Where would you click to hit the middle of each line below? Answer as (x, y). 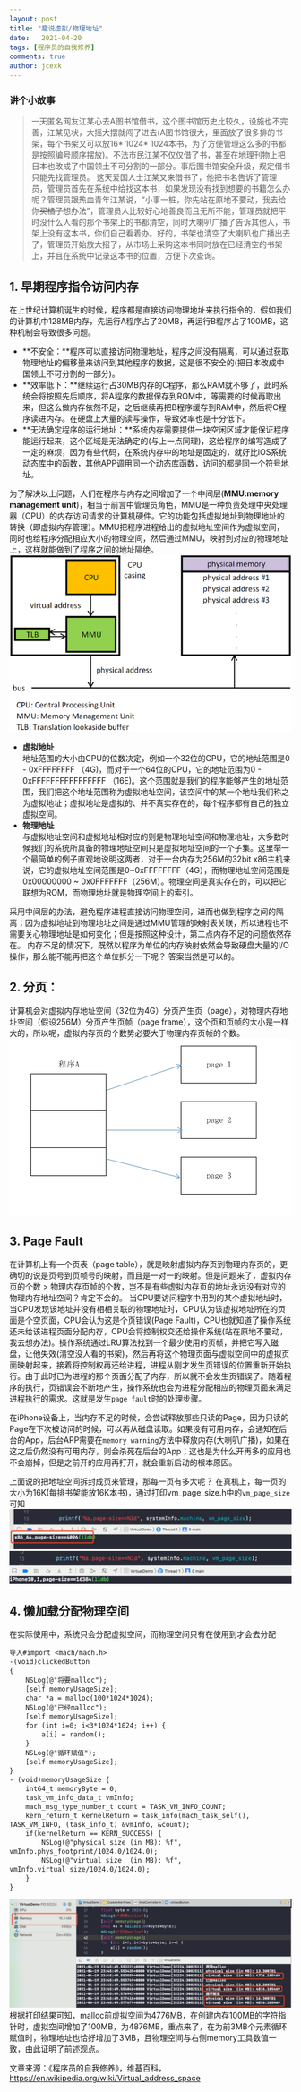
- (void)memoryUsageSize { (60, 1780)
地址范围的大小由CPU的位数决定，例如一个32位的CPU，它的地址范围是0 (156, 758)
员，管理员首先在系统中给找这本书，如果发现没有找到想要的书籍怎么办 (161, 189)
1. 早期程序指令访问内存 (74, 287)
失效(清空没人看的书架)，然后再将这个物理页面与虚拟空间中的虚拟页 (165, 1353)
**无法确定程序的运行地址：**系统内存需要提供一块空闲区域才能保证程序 (155, 430)
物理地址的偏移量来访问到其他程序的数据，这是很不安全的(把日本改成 (149, 363)
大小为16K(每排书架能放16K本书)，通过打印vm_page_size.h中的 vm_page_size (150, 1492)
